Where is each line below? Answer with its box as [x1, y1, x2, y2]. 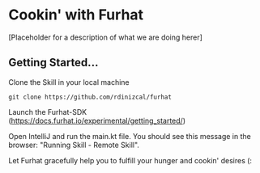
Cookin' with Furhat [8, 6, 144, 24]
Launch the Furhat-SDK [8, 107, 87, 116]
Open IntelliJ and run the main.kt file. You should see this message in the [8, 131, 251, 141]
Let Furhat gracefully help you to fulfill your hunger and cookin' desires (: [8, 155, 253, 165]
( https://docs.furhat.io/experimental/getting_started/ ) [8, 116, 186, 125]
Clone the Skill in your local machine [8, 77, 130, 86]
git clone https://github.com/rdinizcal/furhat [8, 93, 173, 101]
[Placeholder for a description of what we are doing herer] [8, 32, 202, 42]
